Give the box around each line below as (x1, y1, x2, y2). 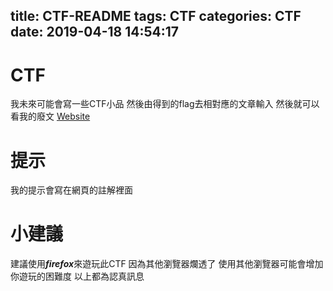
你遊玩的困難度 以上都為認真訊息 (10, 270, 145, 283)
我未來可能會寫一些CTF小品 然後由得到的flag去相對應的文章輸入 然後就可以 (10, 98, 320, 110)
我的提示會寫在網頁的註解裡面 (10, 184, 133, 196)
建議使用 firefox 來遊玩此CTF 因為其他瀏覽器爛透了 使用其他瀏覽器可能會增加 (10, 258, 324, 270)
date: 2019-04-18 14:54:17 (10, 24, 180, 41)
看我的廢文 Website (10, 110, 91, 123)
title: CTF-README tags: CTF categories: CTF (10, 8, 302, 25)
